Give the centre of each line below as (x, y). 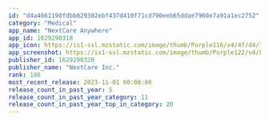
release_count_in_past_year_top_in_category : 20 (91, 104)
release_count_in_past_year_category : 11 (78, 97)
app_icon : (25, 45)
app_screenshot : (35, 53)
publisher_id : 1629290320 (51, 60)
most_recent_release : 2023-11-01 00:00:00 (80, 82)
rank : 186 (25, 75)
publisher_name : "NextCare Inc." (64, 68)
